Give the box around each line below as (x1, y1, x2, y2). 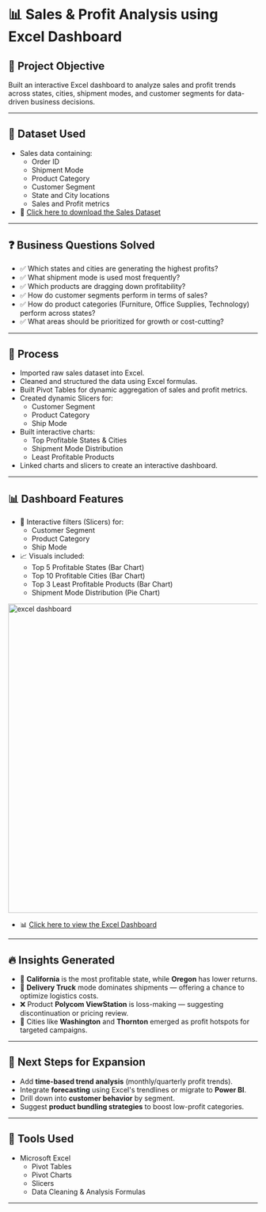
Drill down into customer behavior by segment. (19, 1093, 176, 1103)
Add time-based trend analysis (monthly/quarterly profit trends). (19, 1077, 234, 1086)
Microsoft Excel (19, 1153, 71, 1163)
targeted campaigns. (19, 1025, 88, 1035)
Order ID (31, 157, 60, 166)
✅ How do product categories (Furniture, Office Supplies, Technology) (19, 299, 250, 309)
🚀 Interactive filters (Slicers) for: (19, 517, 124, 526)
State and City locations (31, 190, 110, 199)
